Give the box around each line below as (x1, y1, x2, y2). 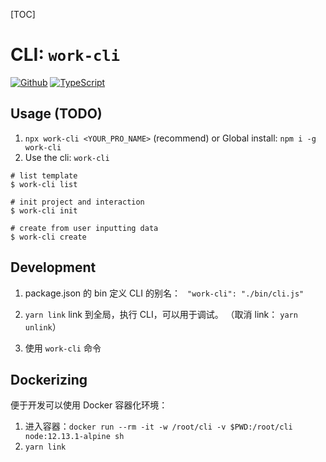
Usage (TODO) (10, 105, 103, 123)
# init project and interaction (10, 197, 145, 207)
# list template (10, 170, 78, 181)
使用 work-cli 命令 (24, 342, 102, 354)
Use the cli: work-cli (24, 151, 110, 163)
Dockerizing (10, 371, 88, 388)
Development (10, 259, 97, 276)
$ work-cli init (10, 205, 78, 216)
